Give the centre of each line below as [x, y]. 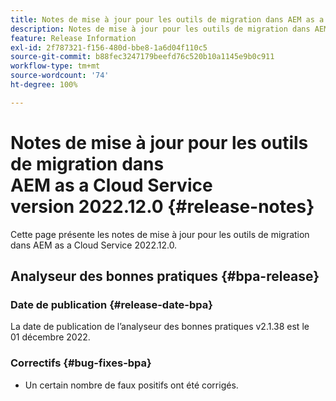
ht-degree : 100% [44, 85]
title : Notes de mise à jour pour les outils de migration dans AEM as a [167, 19]
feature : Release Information [73, 38]
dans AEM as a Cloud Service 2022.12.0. [94, 245]
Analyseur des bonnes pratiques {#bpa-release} [165, 276]
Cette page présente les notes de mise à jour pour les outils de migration [160, 234]
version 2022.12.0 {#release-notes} [162, 206]
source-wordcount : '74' [60, 76]
